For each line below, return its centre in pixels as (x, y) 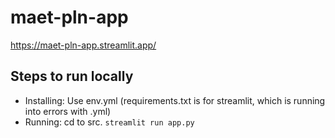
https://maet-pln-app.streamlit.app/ (83, 45)
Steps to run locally (72, 76)
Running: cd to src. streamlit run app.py (109, 122)
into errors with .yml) (68, 111)
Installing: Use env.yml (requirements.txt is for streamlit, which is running (175, 100)
